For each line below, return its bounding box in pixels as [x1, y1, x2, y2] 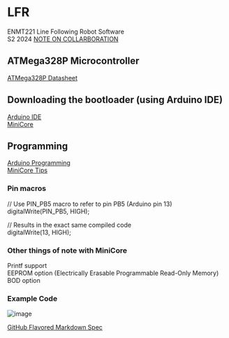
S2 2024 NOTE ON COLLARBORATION [7, 34, 119, 43]
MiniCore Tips [7, 166, 47, 175]
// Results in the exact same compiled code [7, 220, 131, 229]
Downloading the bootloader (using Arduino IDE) [7, 94, 223, 106]
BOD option [7, 276, 40, 284]
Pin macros [7, 183, 47, 193]
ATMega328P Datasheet [7, 73, 78, 82]
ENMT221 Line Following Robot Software [7, 27, 124, 36]
